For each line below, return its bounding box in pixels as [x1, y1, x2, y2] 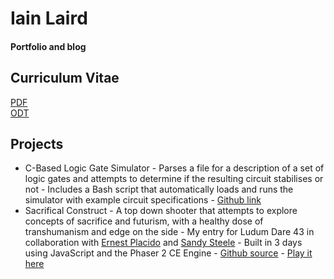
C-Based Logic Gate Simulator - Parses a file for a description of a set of [24, 162, 325, 174]
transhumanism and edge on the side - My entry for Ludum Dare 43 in [24, 226, 315, 238]
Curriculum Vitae [10, 70, 120, 87]
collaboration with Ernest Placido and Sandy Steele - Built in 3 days [24, 237, 303, 249]
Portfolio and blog [10, 40, 87, 52]
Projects [10, 135, 64, 152]
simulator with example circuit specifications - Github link [24, 194, 262, 206]
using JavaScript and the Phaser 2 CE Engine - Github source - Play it [24, 247, 313, 259]
